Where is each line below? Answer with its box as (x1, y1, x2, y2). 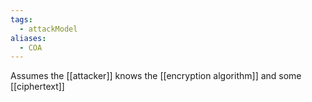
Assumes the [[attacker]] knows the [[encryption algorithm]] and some (10, 70, 302, 82)
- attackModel (19, 24, 78, 34)
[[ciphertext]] (10, 81, 65, 93)
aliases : (10, 33, 47, 43)
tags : (10, 14, 33, 25)
